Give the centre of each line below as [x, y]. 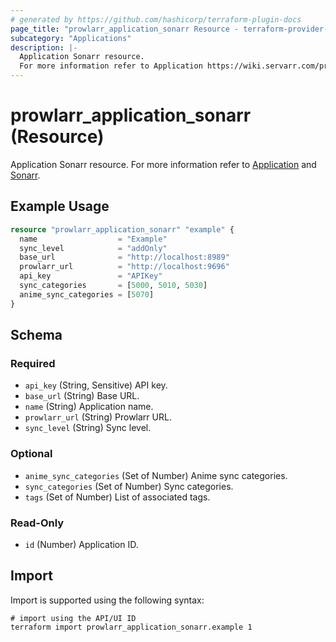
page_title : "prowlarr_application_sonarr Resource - [125, 29]
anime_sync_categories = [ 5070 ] [87, 294]
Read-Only [37, 523]
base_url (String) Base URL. [82, 396]
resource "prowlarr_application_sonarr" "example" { [122, 229]
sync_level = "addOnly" [93, 248]
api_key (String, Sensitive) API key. [96, 385]
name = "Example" [93, 239]
